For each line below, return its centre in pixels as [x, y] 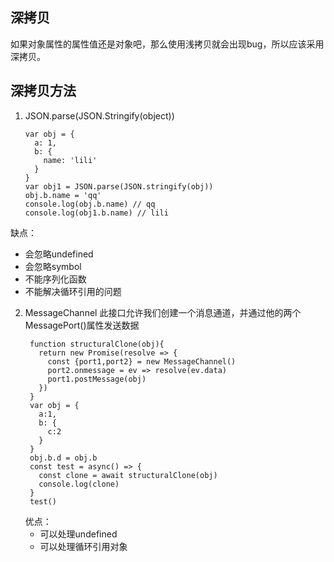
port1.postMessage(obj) [97, 379]
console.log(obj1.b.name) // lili [96, 213]
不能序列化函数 [55, 279]
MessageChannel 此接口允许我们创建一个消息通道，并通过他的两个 [163, 312]
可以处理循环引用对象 [83, 546]
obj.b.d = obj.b [63, 458]
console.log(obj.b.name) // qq [90, 204]
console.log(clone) [79, 484]
